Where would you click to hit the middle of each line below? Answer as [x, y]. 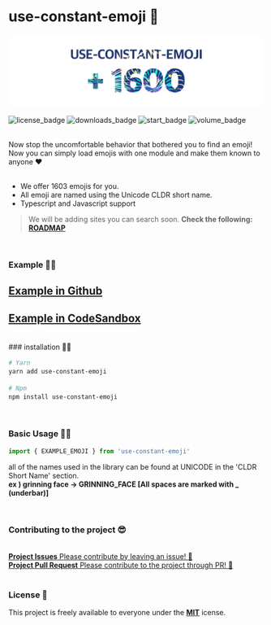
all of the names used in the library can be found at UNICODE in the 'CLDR [133, 467]
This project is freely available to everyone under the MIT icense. [117, 612]
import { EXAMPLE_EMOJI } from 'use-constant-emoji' [99, 452]
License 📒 [28, 595]
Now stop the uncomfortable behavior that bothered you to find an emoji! [131, 144]
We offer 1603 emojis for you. [69, 186]
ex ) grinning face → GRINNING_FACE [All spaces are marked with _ [124, 484]
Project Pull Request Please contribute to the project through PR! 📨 [121, 565]
